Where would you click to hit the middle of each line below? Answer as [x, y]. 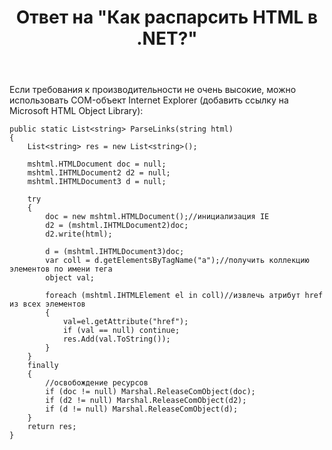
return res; [52, 427]
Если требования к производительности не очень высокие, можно [153, 90]
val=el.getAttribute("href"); [125, 322]
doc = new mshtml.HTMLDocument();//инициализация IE [157, 217]
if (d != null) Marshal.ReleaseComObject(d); [142, 409]
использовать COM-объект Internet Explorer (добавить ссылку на [149, 100]
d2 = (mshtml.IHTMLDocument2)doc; [117, 226]
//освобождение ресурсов [97, 383]
